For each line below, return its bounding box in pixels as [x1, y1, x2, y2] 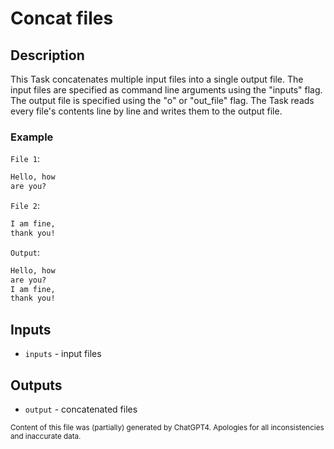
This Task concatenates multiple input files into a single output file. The [10, 73, 304, 85]
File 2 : [10, 200, 40, 212]
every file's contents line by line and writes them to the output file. [10, 105, 283, 117]
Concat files [10, 7, 114, 30]
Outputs [10, 377, 63, 394]
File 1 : [10, 153, 40, 165]
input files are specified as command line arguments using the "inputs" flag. [10, 84, 323, 96]
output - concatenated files [24, 403, 138, 415]
